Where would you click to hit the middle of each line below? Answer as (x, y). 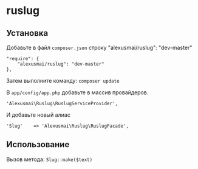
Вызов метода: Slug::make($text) (50, 159)
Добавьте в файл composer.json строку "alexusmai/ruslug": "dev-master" (99, 47)
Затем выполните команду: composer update (63, 81)
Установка (27, 33)
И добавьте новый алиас (39, 115)
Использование (38, 144)
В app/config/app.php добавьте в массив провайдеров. (77, 92)
